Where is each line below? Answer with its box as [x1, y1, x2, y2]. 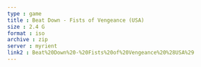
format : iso [7, 29, 45, 37]
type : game [7, 10, 42, 17]
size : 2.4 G [7, 23, 45, 30]
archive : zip [7, 36, 49, 43]
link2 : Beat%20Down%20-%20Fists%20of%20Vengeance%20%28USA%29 [7, 50, 195, 57]
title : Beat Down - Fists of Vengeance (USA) [7, 17, 145, 24]
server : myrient [7, 43, 58, 50]
